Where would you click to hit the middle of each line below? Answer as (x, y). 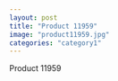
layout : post (34, 18)
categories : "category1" (55, 43)
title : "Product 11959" (54, 26)
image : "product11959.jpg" (59, 34)
